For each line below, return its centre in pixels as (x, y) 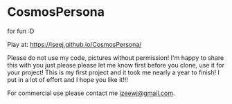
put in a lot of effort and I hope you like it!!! (68, 79)
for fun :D (21, 31)
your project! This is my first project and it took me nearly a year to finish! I (114, 72)
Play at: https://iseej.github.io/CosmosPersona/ (74, 44)
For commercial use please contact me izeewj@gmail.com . (91, 93)
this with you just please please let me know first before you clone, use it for (116, 65)
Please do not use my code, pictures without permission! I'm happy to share (116, 58)
